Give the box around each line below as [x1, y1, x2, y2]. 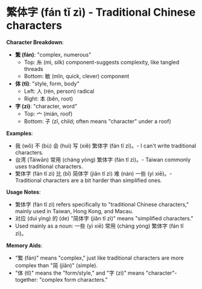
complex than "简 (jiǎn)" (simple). [14, 261, 98, 269]
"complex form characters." [39, 276, 108, 283]
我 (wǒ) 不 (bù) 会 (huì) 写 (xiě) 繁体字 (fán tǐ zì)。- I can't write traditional [14, 142, 197, 149]
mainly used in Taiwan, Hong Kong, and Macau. [14, 207, 134, 214]
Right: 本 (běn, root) [24, 95, 74, 102]
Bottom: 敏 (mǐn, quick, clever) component [24, 72, 130, 79]
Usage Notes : [6, 188, 41, 196]
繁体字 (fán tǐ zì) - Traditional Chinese [6, 5, 196, 19]
